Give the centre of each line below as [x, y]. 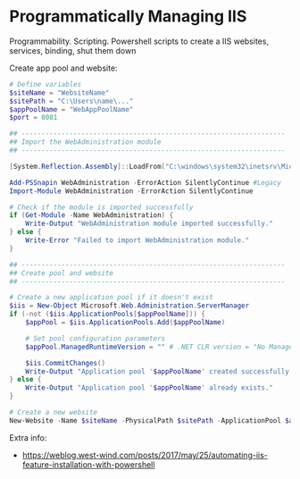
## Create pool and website [62, 273]
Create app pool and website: [63, 68]
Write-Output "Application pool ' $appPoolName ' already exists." [150, 388]
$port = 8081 [33, 118]
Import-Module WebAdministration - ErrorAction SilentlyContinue [131, 191]
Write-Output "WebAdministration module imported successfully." [150, 224]
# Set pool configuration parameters [96, 338]
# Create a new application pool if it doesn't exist [112, 298]
